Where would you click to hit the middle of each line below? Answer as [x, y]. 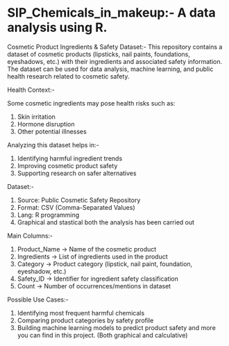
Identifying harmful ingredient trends [70, 158]
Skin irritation [36, 117]
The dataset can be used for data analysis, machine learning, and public [110, 69]
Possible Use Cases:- [38, 299]
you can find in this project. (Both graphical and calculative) [102, 335]
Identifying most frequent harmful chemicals [81, 313]
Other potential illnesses [52, 131]
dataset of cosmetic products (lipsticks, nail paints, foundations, [99, 54]
